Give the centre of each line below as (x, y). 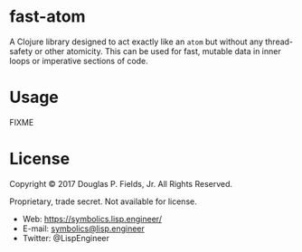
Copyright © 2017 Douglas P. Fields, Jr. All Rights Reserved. (121, 183)
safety (21, 51)
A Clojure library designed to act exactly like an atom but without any (137, 42)
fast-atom (47, 17)
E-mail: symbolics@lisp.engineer (83, 229)
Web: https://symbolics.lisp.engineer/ (92, 219)
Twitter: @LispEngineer (66, 238)
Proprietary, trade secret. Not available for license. (103, 201)
